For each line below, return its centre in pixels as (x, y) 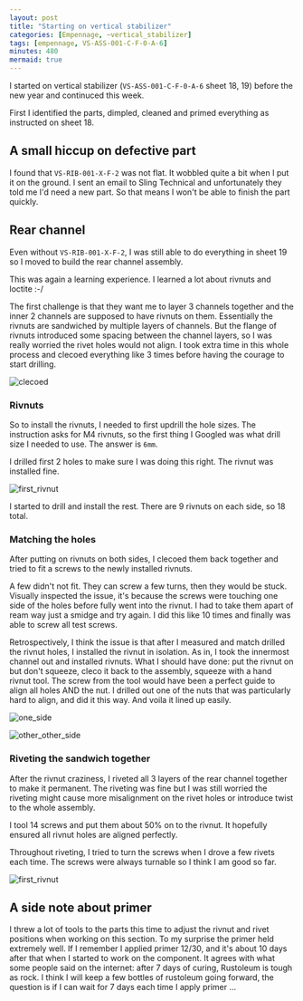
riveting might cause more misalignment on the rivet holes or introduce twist (151, 797)
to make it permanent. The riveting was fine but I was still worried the (138, 788)
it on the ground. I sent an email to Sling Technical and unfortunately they (146, 182)
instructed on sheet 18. (52, 122)
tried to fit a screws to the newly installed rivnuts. (101, 569)
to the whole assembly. (52, 807)
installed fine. (35, 471)
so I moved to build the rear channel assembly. (96, 261)
